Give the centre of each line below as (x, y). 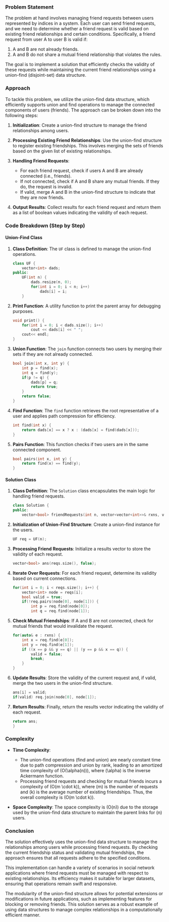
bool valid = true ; (42, 597)
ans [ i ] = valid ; (30, 692)
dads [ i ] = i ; (53, 291)
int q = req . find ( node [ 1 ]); (60, 611)
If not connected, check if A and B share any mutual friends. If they (90, 181)
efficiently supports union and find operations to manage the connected (80, 104)
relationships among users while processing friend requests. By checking (81, 847)
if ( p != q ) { (36, 377)
